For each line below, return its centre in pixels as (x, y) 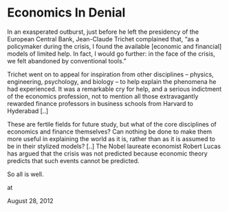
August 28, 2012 (30, 200)
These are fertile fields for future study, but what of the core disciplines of (112, 124)
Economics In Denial (66, 13)
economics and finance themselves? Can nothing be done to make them (110, 131)
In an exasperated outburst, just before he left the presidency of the (103, 32)
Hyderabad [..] (28, 111)
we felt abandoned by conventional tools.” (67, 61)
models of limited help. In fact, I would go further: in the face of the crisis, (111, 54)
